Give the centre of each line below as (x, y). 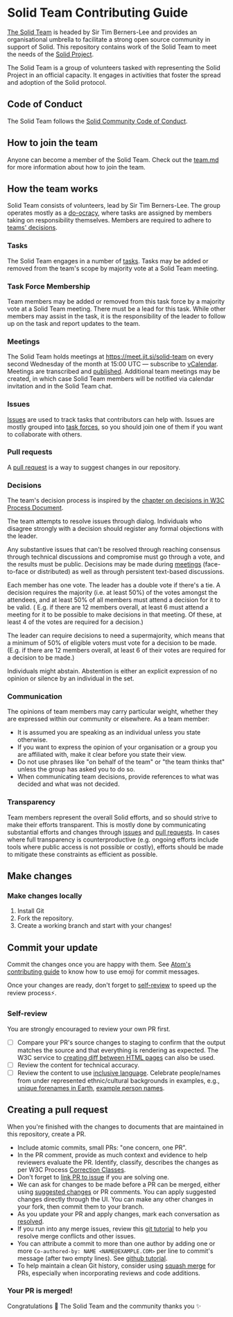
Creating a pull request (58, 1110)
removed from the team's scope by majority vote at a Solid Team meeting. (113, 268)
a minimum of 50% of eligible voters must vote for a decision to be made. (112, 643)
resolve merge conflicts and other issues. (76, 1236)
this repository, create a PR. (47, 1134)
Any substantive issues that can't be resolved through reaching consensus (114, 550)
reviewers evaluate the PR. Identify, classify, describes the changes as (118, 1162)
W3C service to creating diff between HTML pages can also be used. (116, 1057)
